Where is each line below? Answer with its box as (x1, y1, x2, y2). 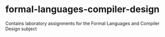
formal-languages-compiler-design (5, 4, 160, 15)
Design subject (5, 25, 37, 31)
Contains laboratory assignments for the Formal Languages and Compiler (5, 20, 160, 26)
